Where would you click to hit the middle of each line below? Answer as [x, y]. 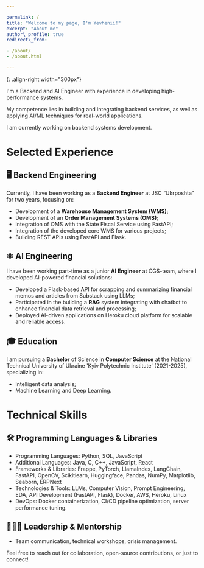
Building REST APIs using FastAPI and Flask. [71, 237]
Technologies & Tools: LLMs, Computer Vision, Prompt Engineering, [100, 488]
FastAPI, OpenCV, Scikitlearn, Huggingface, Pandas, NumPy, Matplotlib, [105, 475]
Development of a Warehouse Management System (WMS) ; [92, 211]
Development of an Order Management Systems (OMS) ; [86, 217]
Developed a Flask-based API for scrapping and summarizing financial [103, 289]
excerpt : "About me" [33, 29]
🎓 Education [32, 342]
